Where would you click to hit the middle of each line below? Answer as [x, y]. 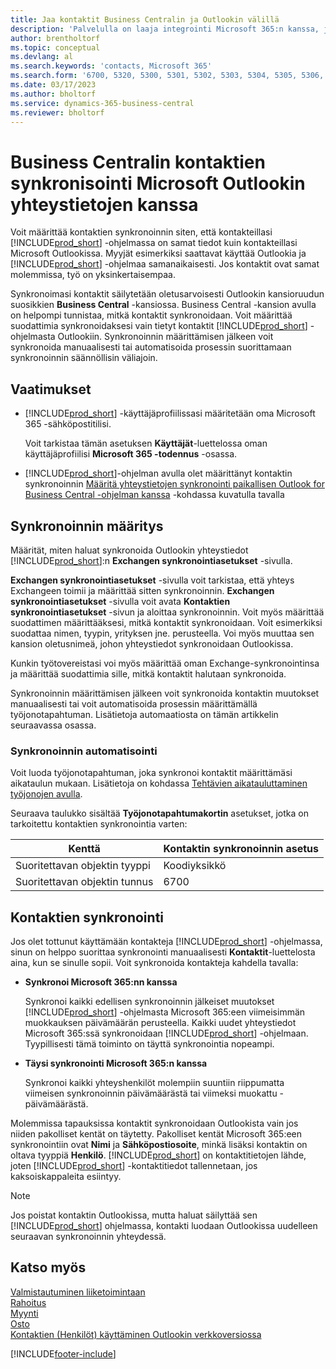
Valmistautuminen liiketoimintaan [78, 1292]
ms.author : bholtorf [53, 94]
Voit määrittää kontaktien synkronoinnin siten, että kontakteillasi [141, 232]
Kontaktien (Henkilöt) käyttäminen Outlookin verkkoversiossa [136, 1334]
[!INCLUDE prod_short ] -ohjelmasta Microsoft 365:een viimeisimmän [165, 1012]
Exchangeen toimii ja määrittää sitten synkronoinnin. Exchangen [142, 590]
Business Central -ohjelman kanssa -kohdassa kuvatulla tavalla [154, 495]
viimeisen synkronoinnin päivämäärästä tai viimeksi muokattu [151, 1093]
